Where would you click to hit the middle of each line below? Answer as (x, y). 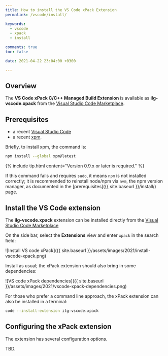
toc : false (17, 52)
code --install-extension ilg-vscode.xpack (52, 311)
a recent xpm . (27, 137)
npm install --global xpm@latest (41, 156)
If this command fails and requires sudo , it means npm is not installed (76, 176)
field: (11, 240)
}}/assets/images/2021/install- (119, 250)
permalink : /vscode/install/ (36, 15)
